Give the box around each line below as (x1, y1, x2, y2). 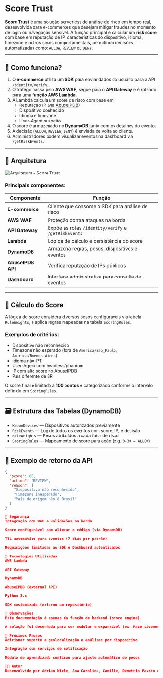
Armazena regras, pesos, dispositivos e (48, 245, 138, 252)
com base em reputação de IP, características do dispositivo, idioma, (5, 35, 143, 40)
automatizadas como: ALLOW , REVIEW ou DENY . (5, 45, 93, 51)
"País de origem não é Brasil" (14, 496, 77, 501)
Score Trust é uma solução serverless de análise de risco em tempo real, (5, 19, 152, 25)
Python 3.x (5, 593, 27, 598)
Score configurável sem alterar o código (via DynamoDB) (5, 528, 123, 533)
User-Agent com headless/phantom (12, 363, 84, 368)
